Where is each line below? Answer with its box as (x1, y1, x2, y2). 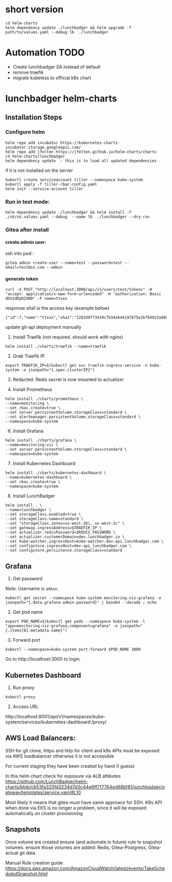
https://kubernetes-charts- (60, 140, 120, 145)
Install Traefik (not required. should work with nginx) (12, 334, 123, 340)
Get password (12, 575, 42, 582)
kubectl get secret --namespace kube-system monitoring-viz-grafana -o (5, 595, 161, 601)
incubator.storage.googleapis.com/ (5, 145, 81, 150)
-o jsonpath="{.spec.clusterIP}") (21, 367, 95, 373)
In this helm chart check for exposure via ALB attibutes (5, 773, 121, 779)
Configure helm (5, 129, 45, 136)
